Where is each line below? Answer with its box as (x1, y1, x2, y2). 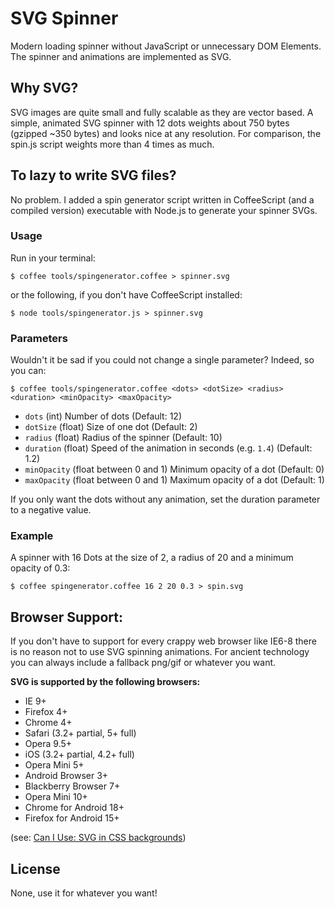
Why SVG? (10, 80, 79, 97)
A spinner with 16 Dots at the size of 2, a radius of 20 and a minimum (10, 552, 294, 564)
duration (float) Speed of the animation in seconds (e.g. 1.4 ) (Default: (24, 442, 313, 454)
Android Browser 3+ (24, 770, 109, 782)
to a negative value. (10, 504, 92, 516)
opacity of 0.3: (10, 562, 71, 574)
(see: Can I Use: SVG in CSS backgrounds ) (10, 832, 187, 844)
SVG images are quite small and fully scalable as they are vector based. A (10, 106, 314, 118)
